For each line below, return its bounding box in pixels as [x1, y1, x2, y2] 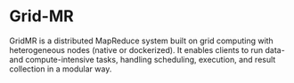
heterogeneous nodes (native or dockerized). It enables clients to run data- [9, 44, 285, 55]
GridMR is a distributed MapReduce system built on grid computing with [9, 35, 274, 46]
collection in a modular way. [9, 64, 112, 74]
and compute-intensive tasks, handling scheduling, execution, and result [9, 54, 276, 64]
